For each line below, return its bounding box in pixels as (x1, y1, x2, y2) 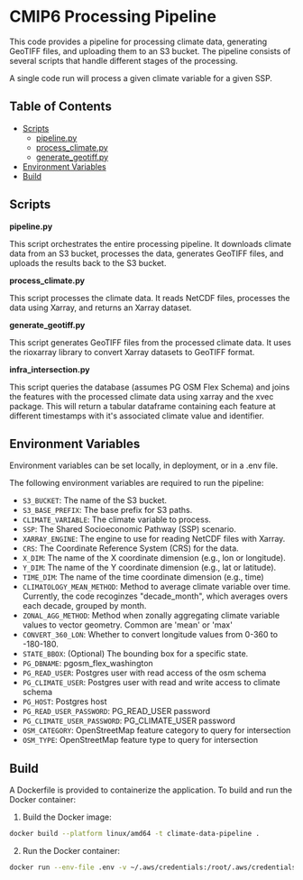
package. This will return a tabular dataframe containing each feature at (9, 400, 277, 411)
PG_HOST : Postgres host (22, 696, 107, 707)
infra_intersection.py (9, 363, 90, 375)
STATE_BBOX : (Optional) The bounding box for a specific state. (22, 648, 249, 659)
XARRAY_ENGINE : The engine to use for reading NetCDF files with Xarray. (22, 534, 286, 545)
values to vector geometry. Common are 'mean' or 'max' (22, 619, 233, 630)
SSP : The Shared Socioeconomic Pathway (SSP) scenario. (22, 524, 237, 535)
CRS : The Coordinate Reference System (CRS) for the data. (22, 543, 239, 554)
